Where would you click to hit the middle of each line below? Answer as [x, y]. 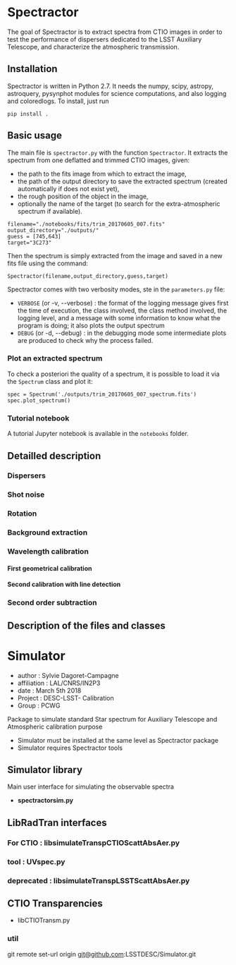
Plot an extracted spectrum [55, 358]
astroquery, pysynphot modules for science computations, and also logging [117, 93]
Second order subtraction [52, 602]
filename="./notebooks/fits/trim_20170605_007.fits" [86, 224]
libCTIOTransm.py [44, 921]
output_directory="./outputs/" [53, 230]
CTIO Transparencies [55, 903]
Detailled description [54, 456]
